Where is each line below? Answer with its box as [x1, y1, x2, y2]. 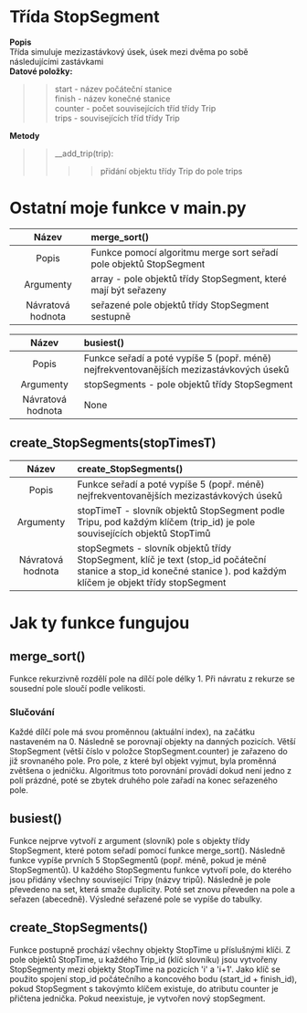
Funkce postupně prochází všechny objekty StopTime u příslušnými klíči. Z [9, 944, 291, 955]
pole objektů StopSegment [90, 258, 206, 270]
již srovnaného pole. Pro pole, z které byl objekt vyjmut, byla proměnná [9, 755, 277, 766]
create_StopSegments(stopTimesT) [9, 436, 217, 451]
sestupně [90, 310, 131, 322]
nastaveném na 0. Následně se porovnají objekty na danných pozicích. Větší [9, 735, 296, 746]
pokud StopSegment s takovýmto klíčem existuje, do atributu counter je [9, 983, 279, 994]
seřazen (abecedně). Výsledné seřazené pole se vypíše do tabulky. [9, 893, 263, 904]
